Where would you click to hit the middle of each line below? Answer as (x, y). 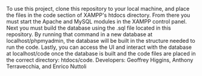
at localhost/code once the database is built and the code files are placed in (101, 53)
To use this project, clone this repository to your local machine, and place (98, 9)
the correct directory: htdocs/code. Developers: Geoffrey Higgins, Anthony (100, 60)
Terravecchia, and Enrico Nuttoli (46, 66)
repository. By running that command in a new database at (79, 34)
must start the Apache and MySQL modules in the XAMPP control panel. (96, 21)
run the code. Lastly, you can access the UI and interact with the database (99, 47)
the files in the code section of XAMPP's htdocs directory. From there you (98, 15)
